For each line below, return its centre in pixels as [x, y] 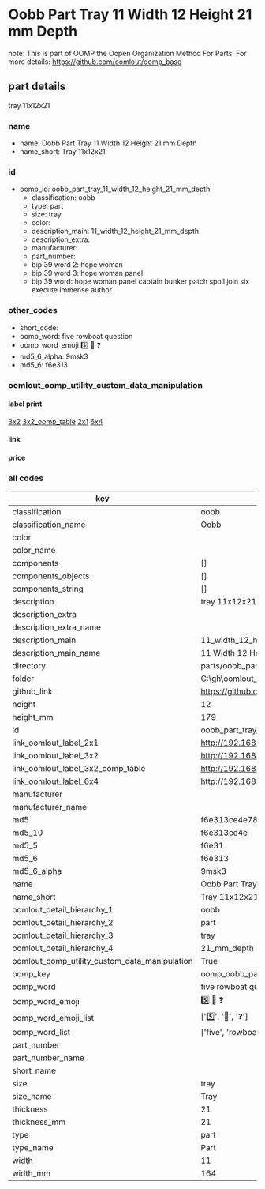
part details [37, 87]
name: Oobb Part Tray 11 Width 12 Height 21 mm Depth [108, 143]
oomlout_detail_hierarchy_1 [63, 910]
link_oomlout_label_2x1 [56, 743]
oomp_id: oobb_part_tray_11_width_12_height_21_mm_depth [115, 189]
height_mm [33, 717]
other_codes [33, 310]
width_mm [32, 1173]
